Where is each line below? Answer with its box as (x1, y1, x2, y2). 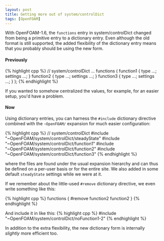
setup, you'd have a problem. (5, 93, 64, 99)
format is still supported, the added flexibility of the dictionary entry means (5, 40, 157, 46)
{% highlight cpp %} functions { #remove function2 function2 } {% (5, 195, 140, 201)
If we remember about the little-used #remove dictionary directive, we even (5, 180, 156, 186)
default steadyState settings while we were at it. (5, 171, 102, 177)
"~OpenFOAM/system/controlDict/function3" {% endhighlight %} (5, 151, 137, 157)
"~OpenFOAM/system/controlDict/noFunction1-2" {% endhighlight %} (5, 215, 146, 221)
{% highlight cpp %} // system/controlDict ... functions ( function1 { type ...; (5, 68, 157, 74)
